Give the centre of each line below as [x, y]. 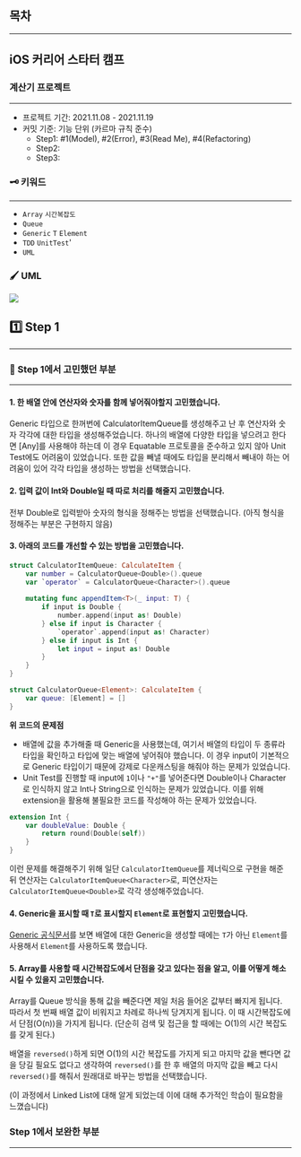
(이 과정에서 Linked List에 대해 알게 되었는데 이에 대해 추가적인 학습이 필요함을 [146, 1095]
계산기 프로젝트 [40, 88]
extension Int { [39, 817]
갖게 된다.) [37, 1035]
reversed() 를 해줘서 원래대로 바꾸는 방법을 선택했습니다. [108, 1076]
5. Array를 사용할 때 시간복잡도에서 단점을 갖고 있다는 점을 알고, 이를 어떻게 [140, 968]
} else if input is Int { [90, 640]
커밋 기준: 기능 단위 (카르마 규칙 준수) [87, 128]
